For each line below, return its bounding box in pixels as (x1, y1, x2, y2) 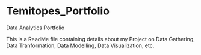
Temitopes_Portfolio (6, 4, 110, 18)
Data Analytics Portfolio (6, 24, 65, 31)
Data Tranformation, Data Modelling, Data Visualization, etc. (6, 42, 155, 49)
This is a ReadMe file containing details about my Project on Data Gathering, (6, 35, 196, 42)
